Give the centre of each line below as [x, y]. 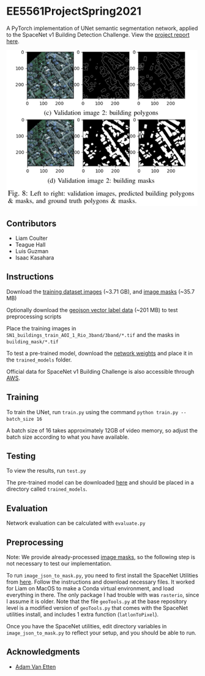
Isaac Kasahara [35, 258]
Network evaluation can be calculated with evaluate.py [76, 523]
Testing [21, 456]
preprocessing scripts [34, 316]
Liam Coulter [31, 238]
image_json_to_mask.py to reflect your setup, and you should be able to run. [102, 633]
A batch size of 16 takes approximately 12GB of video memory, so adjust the [102, 430]
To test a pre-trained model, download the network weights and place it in [99, 353]
